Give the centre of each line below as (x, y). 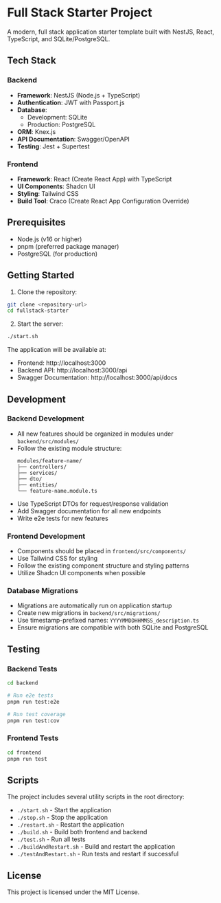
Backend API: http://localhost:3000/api (72, 370)
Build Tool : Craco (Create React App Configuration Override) (103, 201)
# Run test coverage (37, 714)
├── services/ (37, 473)
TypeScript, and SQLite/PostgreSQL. (59, 38)
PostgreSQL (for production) (57, 254)
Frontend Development (46, 536)
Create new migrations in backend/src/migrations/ (89, 613)
